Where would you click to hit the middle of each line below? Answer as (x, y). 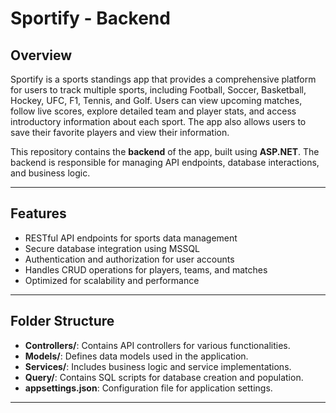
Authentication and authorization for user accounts (129, 259)
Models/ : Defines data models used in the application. (136, 356)
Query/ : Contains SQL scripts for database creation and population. (164, 377)
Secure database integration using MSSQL (112, 248)
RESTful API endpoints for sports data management (131, 238)
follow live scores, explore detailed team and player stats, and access (153, 111)
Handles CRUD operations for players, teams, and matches (146, 269)
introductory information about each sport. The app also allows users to (158, 121)
